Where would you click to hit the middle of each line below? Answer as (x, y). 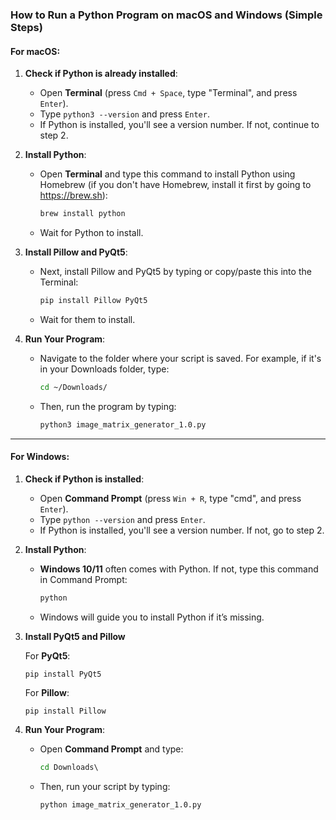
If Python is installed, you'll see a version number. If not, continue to (179, 125)
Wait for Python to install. (91, 232)
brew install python (82, 214)
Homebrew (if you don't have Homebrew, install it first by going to (175, 185)
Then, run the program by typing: (108, 406)
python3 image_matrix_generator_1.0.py (123, 424)
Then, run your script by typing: (105, 786)
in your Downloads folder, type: (104, 369)
